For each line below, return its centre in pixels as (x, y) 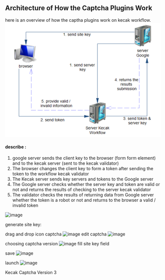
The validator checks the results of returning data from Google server (83, 194)
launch (12, 263)
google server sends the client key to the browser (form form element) (84, 158)
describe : (16, 147)
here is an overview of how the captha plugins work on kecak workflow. (78, 20)
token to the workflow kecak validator (51, 174)
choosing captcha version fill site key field (57, 243)
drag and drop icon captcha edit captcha (56, 234)
